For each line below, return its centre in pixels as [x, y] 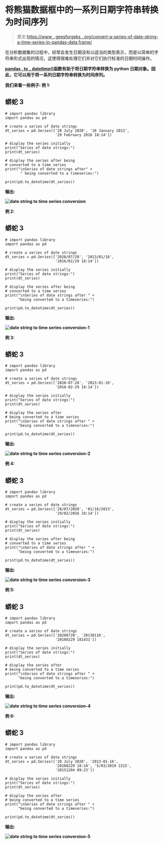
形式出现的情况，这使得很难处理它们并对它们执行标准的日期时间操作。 [84, 58]
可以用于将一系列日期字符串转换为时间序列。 [63, 75]
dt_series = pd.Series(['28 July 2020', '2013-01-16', [62, 762]
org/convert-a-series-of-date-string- [121, 37]
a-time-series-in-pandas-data [47, 42]
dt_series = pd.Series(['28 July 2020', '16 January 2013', [67, 131]
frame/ [85, 42]
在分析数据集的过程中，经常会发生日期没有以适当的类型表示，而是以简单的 [80, 52]
